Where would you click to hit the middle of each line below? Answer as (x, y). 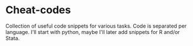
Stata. (13, 38)
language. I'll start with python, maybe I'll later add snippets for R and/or (93, 32)
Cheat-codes (38, 10)
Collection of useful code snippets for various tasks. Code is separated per (96, 26)
